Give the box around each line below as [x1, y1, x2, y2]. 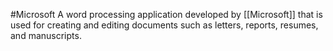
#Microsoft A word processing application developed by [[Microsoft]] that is [10, 9, 323, 20]
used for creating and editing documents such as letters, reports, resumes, [10, 19, 319, 31]
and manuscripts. [10, 30, 82, 41]
